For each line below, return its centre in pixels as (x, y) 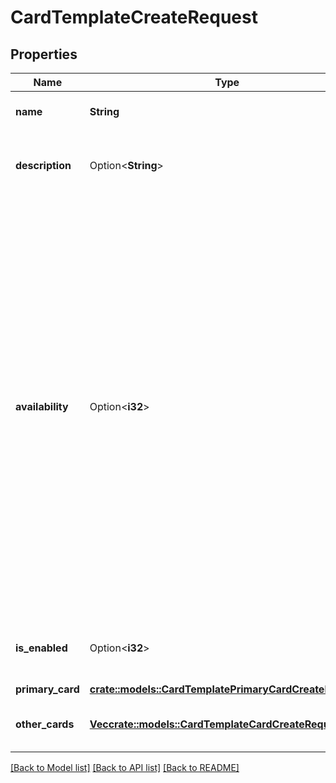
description (43, 165)
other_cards (45, 724)
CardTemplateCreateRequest (134, 17)
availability (42, 406)
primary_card (47, 689)
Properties (44, 54)
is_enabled (41, 648)
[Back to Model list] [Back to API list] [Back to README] (125, 767)
